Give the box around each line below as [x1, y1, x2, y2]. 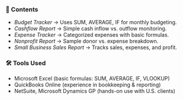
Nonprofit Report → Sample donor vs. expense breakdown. [14, 38, 159, 45]
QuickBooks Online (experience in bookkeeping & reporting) [14, 81, 161, 88]
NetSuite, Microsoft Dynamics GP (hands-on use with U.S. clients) [14, 87, 176, 94]
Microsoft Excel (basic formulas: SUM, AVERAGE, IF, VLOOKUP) [14, 75, 170, 82]
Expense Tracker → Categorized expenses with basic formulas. [14, 31, 169, 38]
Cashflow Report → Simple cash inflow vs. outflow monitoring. [14, 25, 167, 32]
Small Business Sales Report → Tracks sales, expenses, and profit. [14, 44, 177, 51]
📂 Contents [5, 5, 38, 14]
